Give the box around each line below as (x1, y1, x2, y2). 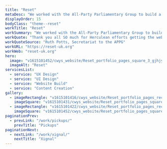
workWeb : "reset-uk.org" (5, 49, 57, 54)
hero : (5, 53, 16, 59)
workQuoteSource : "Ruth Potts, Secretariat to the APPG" (5, 40, 126, 45)
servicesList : (5, 68, 35, 73)
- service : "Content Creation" (9, 85, 75, 91)
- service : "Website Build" (9, 81, 68, 86)
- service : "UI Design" (9, 76, 59, 81)
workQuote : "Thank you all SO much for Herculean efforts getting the (5, 35, 155, 40)
